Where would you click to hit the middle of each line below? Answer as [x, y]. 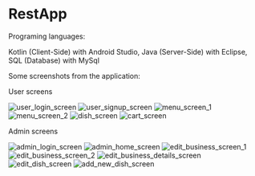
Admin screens [33, 131]
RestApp [38, 14]
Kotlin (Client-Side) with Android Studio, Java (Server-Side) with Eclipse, [128, 51]
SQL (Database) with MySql [54, 60]
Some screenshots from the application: [74, 76]
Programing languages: [47, 36]
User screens [30, 91]
